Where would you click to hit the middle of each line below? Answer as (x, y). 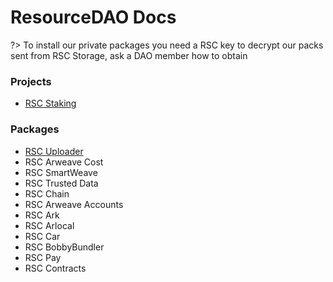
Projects (31, 81)
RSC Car (42, 236)
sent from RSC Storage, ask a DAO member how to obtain (129, 55)
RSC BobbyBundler (64, 247)
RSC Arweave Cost (64, 162)
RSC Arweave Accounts (74, 204)
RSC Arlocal (49, 225)
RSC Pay (43, 257)
